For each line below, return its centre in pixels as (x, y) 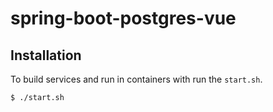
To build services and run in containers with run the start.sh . (136, 79)
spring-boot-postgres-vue (123, 18)
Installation (46, 55)
